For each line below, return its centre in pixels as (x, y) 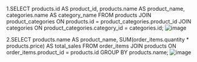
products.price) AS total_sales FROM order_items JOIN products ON (92, 46)
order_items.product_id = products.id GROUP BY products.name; (87, 52)
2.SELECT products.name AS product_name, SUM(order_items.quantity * (98, 39)
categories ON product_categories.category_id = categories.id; (85, 28)
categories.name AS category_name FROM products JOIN (79, 15)
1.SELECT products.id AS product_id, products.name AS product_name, (95, 9)
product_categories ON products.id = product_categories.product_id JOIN (99, 21)
